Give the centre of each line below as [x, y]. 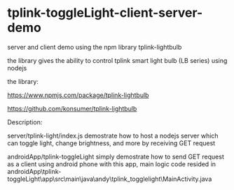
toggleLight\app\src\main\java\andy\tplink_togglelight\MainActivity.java [110, 179]
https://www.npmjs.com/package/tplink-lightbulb [78, 95]
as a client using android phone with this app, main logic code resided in [111, 164]
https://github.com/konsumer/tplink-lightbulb [72, 108]
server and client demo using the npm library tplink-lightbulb [95, 47]
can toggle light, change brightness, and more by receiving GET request [111, 143]
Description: [25, 122]
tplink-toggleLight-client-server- [105, 13]
